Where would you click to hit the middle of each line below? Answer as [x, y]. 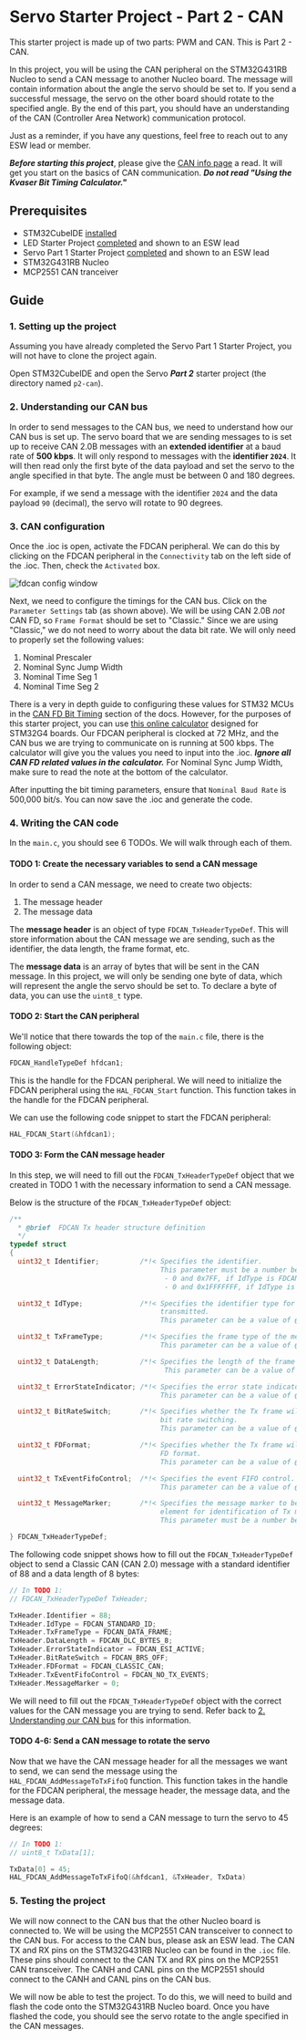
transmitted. [184, 1312]
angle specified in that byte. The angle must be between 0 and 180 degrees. [153, 475]
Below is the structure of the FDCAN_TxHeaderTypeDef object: [121, 1202]
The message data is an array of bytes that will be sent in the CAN [134, 966]
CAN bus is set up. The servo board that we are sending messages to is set [151, 436]
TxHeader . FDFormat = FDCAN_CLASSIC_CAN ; [87, 1666]
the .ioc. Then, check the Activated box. [85, 566]
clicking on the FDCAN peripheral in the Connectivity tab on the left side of [150, 556]
